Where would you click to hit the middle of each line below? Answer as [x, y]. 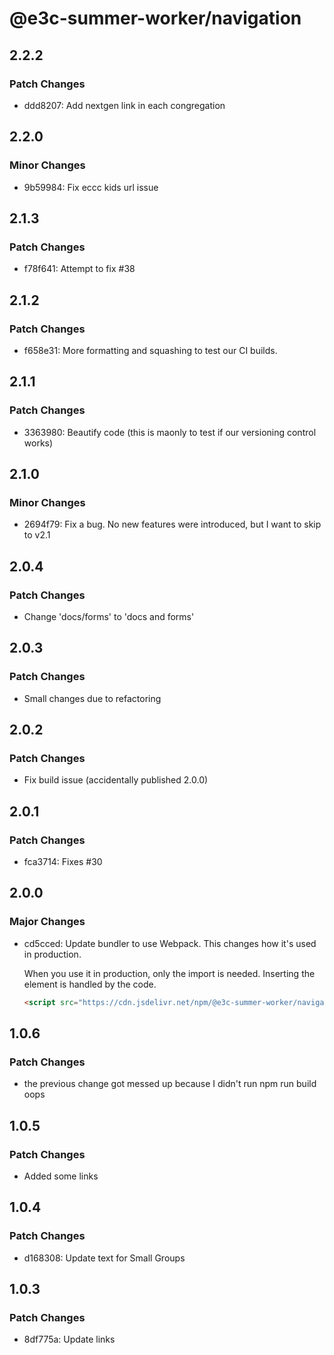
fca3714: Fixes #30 [63, 862]
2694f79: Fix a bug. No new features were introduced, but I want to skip [172, 524]
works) [38, 443]
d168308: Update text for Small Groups [104, 1258]
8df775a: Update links [69, 1339]
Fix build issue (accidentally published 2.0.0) [116, 780]
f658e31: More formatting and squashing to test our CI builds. [150, 350]
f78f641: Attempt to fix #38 [79, 269]
